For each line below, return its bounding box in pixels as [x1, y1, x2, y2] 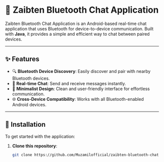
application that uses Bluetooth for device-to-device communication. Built [5, 25, 154, 31]
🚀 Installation [5, 120, 46, 129]
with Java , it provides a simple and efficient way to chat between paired [5, 31, 150, 37]
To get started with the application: [5, 133, 76, 139]
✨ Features [5, 55, 40, 63]
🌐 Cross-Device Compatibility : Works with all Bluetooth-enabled [12, 96, 144, 102]
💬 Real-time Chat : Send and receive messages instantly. [12, 80, 126, 86]
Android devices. [12, 101, 46, 107]
